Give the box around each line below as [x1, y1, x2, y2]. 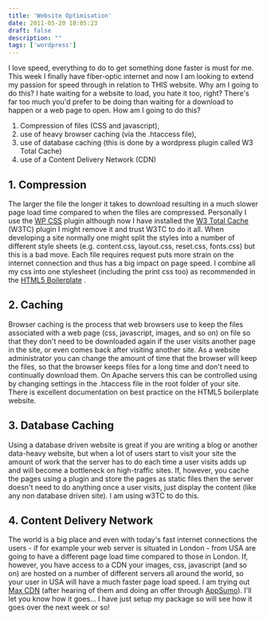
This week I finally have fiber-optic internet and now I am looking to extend [8, 72, 254, 81]
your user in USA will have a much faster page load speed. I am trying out [8, 577, 250, 587]
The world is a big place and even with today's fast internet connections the [8, 535, 257, 544]
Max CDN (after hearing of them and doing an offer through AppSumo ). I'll [8, 586, 252, 595]
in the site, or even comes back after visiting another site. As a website [8, 344, 241, 355]
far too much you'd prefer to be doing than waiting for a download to [8, 97, 234, 107]
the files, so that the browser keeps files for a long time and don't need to [8, 362, 249, 371]
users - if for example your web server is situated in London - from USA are [8, 543, 257, 553]
